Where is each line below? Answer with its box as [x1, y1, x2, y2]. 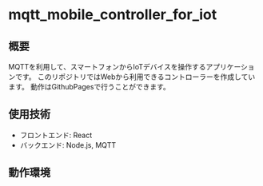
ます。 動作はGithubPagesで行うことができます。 [8, 82, 170, 91]
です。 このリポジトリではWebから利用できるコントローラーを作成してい [14, 72, 256, 81]
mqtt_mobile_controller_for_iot [8, 6, 217, 24]
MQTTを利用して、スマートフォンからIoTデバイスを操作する [8, 62, 206, 71]
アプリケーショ [205, 62, 255, 71]
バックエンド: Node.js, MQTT [19, 140, 117, 149]
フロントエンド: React [19, 130, 93, 140]
